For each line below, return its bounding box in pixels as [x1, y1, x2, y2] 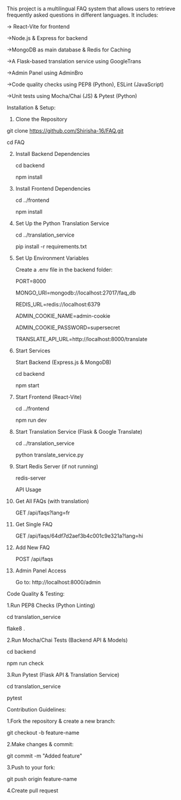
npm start [15, 382, 39, 389]
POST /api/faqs [15, 556, 54, 562]
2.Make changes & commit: [7, 741, 74, 747]
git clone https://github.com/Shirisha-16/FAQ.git [7, 127, 124, 134]
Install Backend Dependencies [15, 151, 90, 157]
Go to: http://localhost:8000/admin [15, 579, 101, 586]
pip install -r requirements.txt [15, 243, 87, 250]
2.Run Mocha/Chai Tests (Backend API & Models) [7, 636, 128, 643]
